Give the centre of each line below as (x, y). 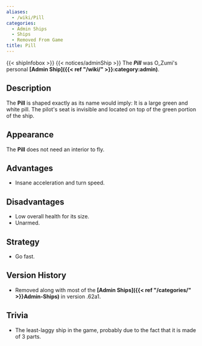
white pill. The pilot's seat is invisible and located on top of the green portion (101, 109)
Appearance (30, 135)
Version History (36, 276)
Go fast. (25, 256)
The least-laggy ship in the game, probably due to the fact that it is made (106, 330)
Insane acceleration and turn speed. (60, 183)
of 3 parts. (28, 336)
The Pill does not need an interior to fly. (55, 149)
